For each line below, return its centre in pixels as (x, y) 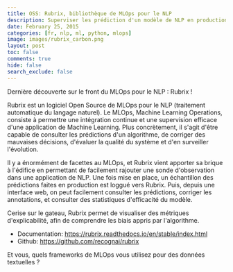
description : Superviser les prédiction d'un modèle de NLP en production (118, 20)
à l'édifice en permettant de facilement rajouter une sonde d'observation (111, 170)
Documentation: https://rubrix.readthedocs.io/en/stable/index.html (112, 234)
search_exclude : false (40, 71)
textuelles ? (24, 262)
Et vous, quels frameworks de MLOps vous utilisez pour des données (106, 255)
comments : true (29, 59)
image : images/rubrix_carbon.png (55, 40)
